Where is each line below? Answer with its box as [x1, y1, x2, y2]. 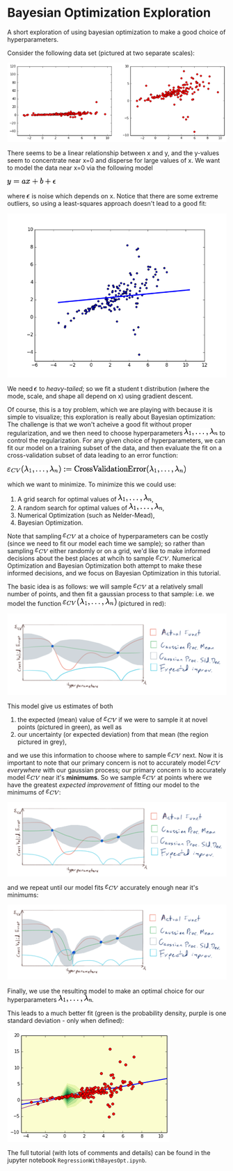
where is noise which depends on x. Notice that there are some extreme [7, 191, 218, 200]
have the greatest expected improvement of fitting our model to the [7, 781, 200, 789]
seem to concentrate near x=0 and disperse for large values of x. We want [7, 156, 220, 164]
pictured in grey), [17, 738, 67, 746]
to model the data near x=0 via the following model [7, 164, 153, 172]
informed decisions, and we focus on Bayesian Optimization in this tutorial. [7, 568, 221, 577]
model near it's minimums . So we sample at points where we [7, 773, 212, 781]
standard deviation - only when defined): [7, 1017, 124, 1025]
